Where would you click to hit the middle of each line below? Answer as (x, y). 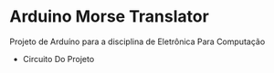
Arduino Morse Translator (110, 17)
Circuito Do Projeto (58, 59)
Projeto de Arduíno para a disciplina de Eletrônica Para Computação (137, 41)
